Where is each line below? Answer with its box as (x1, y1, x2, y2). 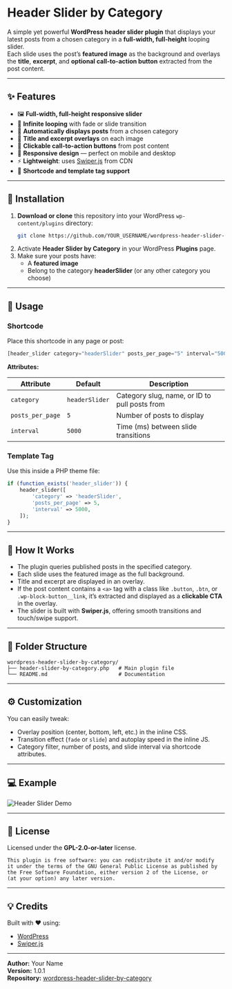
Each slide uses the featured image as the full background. (17, 570, 185, 578)
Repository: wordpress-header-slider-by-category (7, 974, 152, 982)
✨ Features (7, 91, 56, 103)
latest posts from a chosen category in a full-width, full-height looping (7, 35, 210, 43)
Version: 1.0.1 (7, 967, 46, 975)
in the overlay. (17, 599, 58, 608)
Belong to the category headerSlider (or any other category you (27, 267, 211, 275)
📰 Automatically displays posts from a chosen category (17, 126, 179, 135)
